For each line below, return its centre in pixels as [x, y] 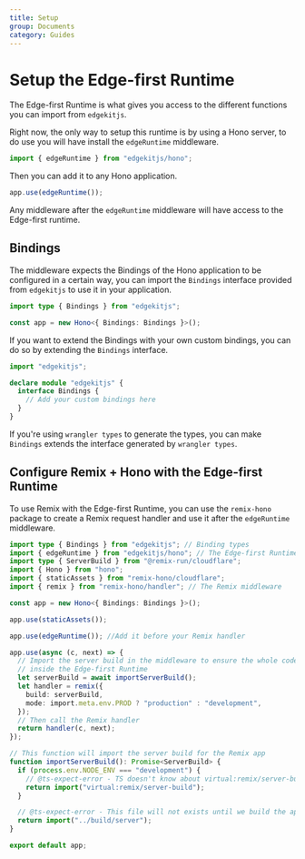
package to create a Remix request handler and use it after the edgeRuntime [150, 518]
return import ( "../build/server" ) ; [85, 821]
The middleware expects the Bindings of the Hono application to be [135, 270]
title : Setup [34, 18]
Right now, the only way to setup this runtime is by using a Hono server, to [148, 132]
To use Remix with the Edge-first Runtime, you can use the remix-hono [141, 508]
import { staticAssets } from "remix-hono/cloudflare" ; [117, 579]
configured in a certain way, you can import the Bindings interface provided [151, 279]
